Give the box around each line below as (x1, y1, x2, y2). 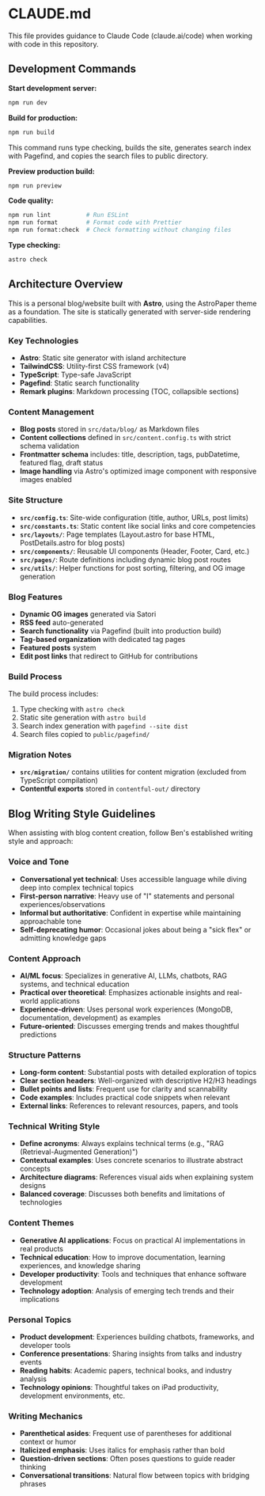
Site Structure (8, 495, 63, 506)
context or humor (19, 1437, 77, 1447)
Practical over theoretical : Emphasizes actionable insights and (19, 987, 225, 997)
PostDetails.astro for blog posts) (19, 537, 125, 547)
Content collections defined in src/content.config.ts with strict (19, 433, 232, 442)
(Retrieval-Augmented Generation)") (19, 1147, 138, 1156)
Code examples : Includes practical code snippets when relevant (19, 1093, 231, 1103)
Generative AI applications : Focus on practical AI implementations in (19, 1236, 245, 1245)
